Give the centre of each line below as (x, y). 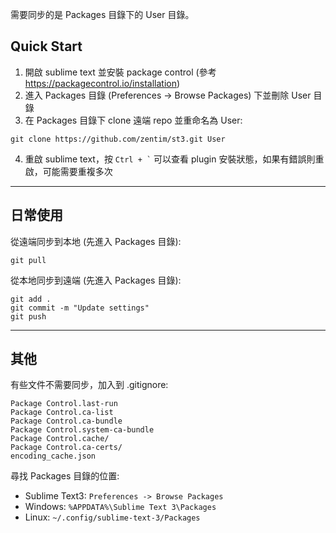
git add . (31, 299)
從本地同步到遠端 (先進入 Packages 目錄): (96, 280)
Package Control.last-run (64, 404)
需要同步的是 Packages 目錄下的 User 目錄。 (102, 14)
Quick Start (46, 46)
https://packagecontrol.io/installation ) (102, 83)
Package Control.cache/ (60, 439)
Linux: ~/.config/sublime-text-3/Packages (112, 517)
